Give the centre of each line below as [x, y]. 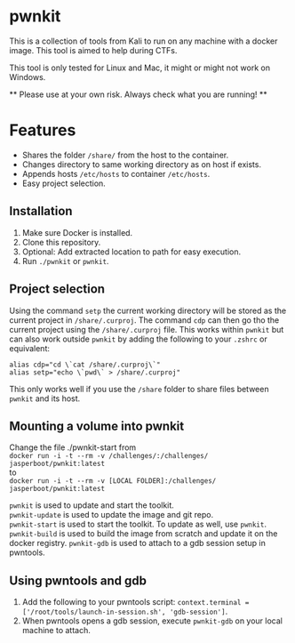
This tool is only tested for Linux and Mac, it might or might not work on [140, 68]
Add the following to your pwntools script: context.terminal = [136, 602]
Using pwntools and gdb [78, 580]
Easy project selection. [64, 183]
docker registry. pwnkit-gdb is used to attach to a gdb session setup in [138, 543]
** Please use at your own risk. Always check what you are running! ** [139, 94]
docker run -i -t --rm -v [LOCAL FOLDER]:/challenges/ [113, 481]
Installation [41, 211]
